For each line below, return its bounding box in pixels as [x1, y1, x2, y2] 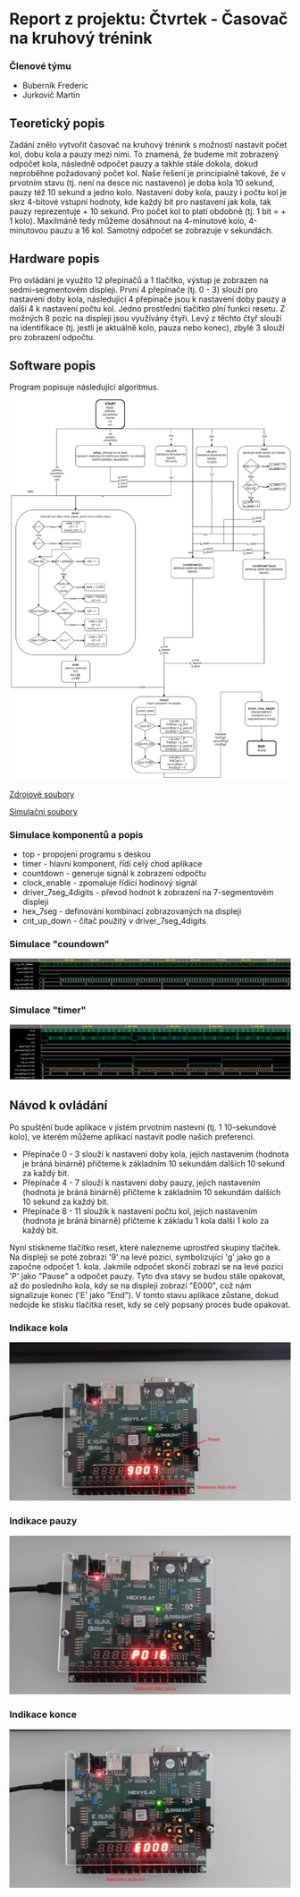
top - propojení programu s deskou [21, 849, 152, 859]
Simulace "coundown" [9, 938, 110, 951]
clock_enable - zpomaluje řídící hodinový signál [21, 877, 198, 888]
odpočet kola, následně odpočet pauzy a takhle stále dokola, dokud [9, 158, 259, 169]
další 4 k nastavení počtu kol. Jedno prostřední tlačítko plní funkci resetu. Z [9, 303, 286, 314]
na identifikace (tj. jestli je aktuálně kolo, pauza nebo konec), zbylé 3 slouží [9, 322, 285, 333]
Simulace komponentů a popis [9, 828, 144, 841]
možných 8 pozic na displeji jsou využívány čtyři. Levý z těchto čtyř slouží [9, 313, 282, 324]
